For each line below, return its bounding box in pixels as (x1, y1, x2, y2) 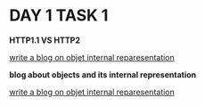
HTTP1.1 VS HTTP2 (9, 35, 80, 45)
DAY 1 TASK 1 (9, 5, 109, 26)
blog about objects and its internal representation (9, 69, 197, 80)
